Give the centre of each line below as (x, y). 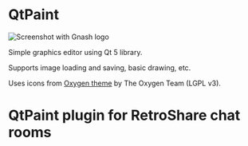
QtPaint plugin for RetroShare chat (124, 115)
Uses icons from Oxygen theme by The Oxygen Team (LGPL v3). (115, 83)
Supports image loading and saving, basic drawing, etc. (100, 67)
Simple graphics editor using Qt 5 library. (75, 52)
